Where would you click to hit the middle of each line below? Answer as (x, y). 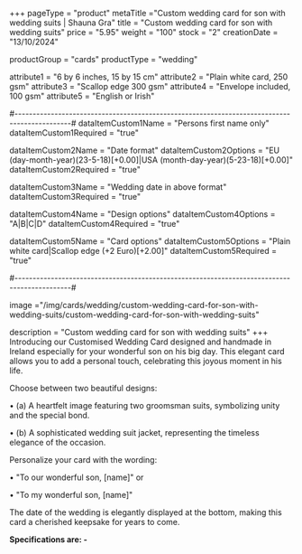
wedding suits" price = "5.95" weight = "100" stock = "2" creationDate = (144, 32)
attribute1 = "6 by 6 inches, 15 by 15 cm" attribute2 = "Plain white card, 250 (149, 77)
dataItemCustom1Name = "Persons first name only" (174, 123)
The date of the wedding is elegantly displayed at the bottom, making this (146, 512)
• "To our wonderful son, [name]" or (77, 477)
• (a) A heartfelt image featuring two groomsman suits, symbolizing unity (145, 405)
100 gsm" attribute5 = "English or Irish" (82, 96)
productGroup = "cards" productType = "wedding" (104, 59)
